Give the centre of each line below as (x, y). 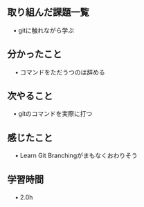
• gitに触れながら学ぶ (44, 30)
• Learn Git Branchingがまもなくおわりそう (76, 156)
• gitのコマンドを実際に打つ (53, 114)
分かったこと (35, 54)
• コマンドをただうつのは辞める (60, 72)
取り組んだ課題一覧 (48, 12)
